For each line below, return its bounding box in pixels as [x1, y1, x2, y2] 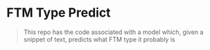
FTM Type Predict [6, 5, 112, 21]
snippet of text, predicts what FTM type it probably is [23, 35, 175, 43]
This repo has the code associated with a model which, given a [23, 28, 204, 36]
